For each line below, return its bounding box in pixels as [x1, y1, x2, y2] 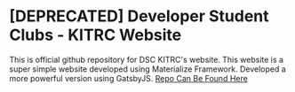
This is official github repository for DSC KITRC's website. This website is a [9, 54, 284, 65]
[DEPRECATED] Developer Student [9, 6, 269, 27]
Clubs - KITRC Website [9, 25, 182, 45]
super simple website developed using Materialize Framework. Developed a [9, 64, 286, 74]
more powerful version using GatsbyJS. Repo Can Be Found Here [9, 73, 249, 83]
